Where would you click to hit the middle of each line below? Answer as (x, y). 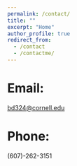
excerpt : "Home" (31, 27)
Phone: (29, 136)
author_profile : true (39, 34)
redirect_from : (29, 40)
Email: (26, 88)
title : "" (22, 20)
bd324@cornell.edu (36, 107)
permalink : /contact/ (39, 14)
